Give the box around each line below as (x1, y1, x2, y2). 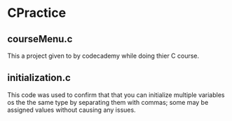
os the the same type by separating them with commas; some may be (7, 98, 209, 106)
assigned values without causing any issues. (7, 106, 136, 114)
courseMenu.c (7, 33, 73, 45)
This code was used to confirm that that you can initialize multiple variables (7, 90, 225, 99)
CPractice (7, 5, 67, 21)
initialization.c (7, 72, 71, 84)
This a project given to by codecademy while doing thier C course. (7, 51, 200, 60)
